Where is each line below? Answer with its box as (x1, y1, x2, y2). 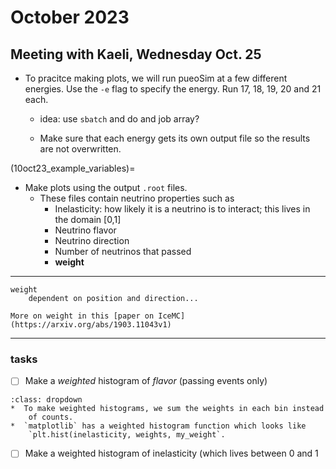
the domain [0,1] (54, 214, 122, 225)
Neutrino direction (54, 235, 130, 246)
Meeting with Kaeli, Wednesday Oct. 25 (10, 46, 262, 63)
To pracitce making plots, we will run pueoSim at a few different (24, 72, 288, 84)
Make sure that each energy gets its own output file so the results (39, 132, 311, 144)
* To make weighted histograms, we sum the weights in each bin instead (10, 404, 325, 414)
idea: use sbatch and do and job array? (39, 113, 200, 125)
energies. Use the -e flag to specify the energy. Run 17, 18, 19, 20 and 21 (24, 83, 322, 95)
